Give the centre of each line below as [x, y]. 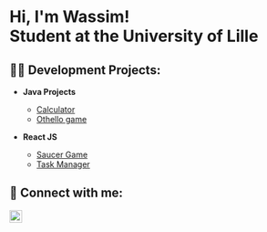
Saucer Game [62, 154]
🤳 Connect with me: [66, 193]
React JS [40, 137]
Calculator [56, 110]
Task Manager [63, 164]
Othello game [62, 119]
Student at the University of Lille [134, 36]
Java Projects [49, 92]
